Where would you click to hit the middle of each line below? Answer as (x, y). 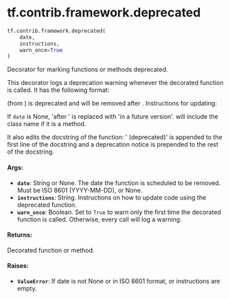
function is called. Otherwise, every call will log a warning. (99, 219)
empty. (27, 288)
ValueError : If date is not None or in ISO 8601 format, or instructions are (118, 281)
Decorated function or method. (51, 250)
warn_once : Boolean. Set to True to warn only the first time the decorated (119, 212)
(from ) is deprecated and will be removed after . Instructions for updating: (112, 104)
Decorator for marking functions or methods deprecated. (88, 69)
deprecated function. (47, 204)
